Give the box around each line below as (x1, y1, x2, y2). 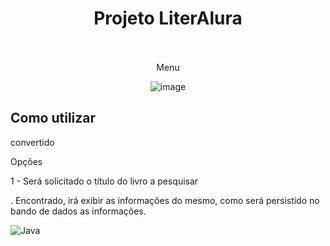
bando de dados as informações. (10, 205, 147, 217)
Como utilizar (10, 110, 97, 127)
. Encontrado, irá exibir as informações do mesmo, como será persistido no (10, 194, 320, 206)
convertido (10, 136, 55, 148)
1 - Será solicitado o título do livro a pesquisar (10, 175, 199, 187)
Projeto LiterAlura (93, 7, 243, 30)
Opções (10, 155, 43, 167)
